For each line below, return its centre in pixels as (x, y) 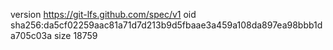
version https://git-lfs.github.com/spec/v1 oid (103, 14)
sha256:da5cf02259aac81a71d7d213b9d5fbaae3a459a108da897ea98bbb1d (166, 25)
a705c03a (31, 35)
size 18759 (75, 35)
